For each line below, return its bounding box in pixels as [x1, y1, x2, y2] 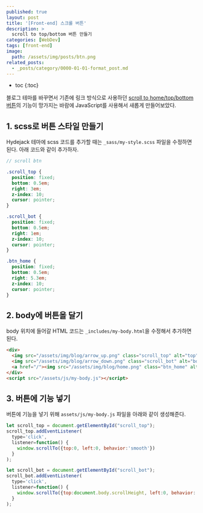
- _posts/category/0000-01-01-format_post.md [11, 65, 129, 71]
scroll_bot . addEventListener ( [6, 473, 83, 479]
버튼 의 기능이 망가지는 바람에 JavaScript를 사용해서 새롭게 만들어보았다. [6, 102, 176, 109]
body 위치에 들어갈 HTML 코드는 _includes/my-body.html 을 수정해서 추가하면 [6, 327, 192, 335]
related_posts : [6, 59, 45, 65]
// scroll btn [6, 158, 42, 164]
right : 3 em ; [11, 186, 42, 192]
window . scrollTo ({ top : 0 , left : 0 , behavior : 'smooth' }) [17, 445, 155, 451]
